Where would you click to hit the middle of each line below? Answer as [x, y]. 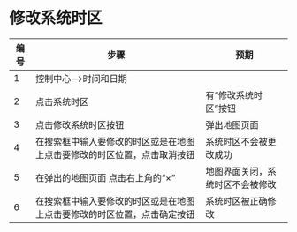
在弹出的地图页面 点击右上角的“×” [105, 177]
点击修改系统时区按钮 [80, 124]
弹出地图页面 [232, 124]
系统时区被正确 [236, 201]
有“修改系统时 [234, 95]
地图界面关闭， [236, 171]
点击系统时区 [62, 101]
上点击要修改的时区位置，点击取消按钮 [115, 154]
